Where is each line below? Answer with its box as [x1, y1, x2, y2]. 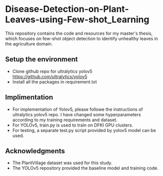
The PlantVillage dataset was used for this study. [12, 160, 113, 166]
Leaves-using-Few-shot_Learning [5, 14, 150, 25]
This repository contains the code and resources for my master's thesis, [5, 30, 153, 36]
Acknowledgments [5, 147, 66, 155]
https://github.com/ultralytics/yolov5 [12, 73, 87, 80]
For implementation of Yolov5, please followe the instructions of [12, 106, 143, 112]
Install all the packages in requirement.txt [12, 79, 97, 85]
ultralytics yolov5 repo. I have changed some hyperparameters [12, 111, 141, 117]
